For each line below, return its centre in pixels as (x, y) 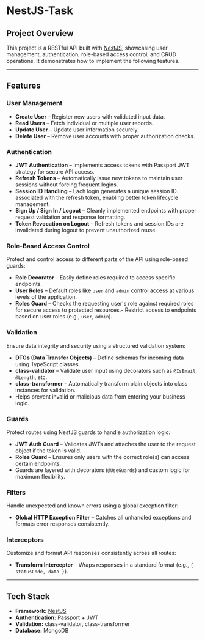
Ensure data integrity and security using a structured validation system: (96, 345)
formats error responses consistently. (62, 524)
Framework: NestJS (41, 611)
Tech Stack (28, 596)
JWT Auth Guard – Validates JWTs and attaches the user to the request (106, 444)
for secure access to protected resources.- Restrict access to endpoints (106, 310)
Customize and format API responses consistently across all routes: (91, 553)
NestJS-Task (40, 11)
